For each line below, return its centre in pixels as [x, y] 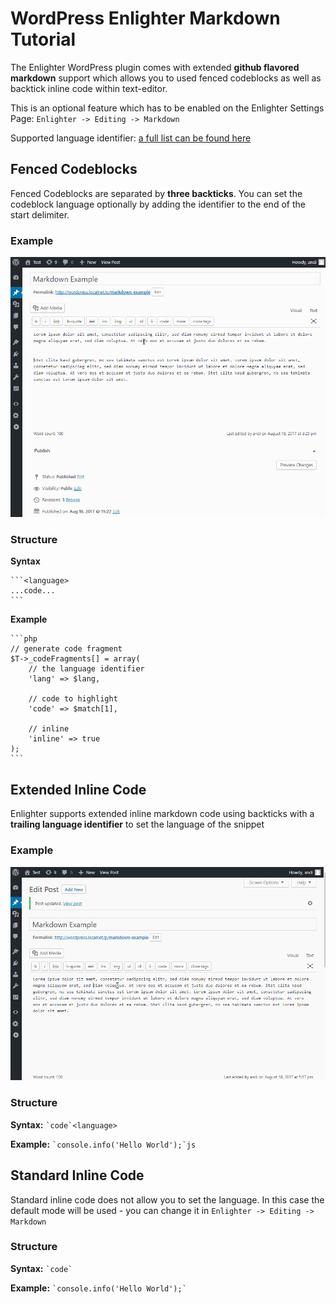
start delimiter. [40, 214]
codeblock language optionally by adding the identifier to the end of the [158, 204]
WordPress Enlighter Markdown [145, 18]
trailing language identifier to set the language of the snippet [137, 824]
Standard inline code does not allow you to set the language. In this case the [167, 1199]
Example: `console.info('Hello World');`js [103, 1144]
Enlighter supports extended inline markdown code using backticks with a [162, 814]
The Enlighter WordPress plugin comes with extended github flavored [155, 67]
